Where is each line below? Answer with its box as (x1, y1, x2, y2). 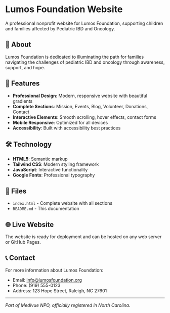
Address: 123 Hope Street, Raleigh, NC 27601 (12, 287, 107, 294)
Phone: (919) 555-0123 (12, 282, 61, 288)
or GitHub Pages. (5, 239, 41, 245)
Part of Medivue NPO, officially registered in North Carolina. (5, 302, 131, 308)
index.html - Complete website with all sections (12, 200, 113, 206)
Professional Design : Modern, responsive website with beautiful (12, 93, 148, 99)
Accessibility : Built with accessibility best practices (12, 125, 121, 131)
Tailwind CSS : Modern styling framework (12, 161, 99, 167)
